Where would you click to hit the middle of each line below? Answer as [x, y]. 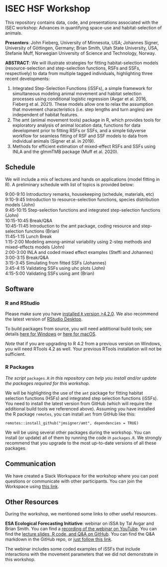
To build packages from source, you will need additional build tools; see [79, 329]
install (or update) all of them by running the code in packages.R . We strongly [83, 437]
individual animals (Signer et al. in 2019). [54, 141]
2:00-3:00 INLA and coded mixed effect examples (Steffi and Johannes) [79, 252]
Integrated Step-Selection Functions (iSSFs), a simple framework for [82, 88]
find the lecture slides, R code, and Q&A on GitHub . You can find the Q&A [80, 534]
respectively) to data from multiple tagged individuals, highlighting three [79, 73]
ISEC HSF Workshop [48, 9]
